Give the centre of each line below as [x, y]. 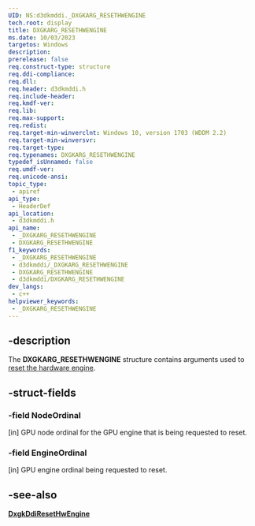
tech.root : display [40, 23]
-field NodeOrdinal [44, 415]
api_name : [24, 228]
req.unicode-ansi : [38, 177]
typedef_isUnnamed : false [50, 162]
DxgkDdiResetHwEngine [49, 514]
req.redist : [28, 125]
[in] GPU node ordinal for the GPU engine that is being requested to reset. [128, 433]
